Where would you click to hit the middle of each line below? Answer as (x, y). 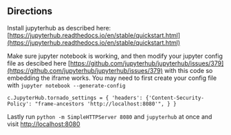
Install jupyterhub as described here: (59, 28)
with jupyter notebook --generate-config (66, 85)
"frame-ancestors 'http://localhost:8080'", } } (106, 104)
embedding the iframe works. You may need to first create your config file (112, 78)
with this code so (188, 70)
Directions (30, 11)
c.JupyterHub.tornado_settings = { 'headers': (75, 98)
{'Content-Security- (175, 98)
